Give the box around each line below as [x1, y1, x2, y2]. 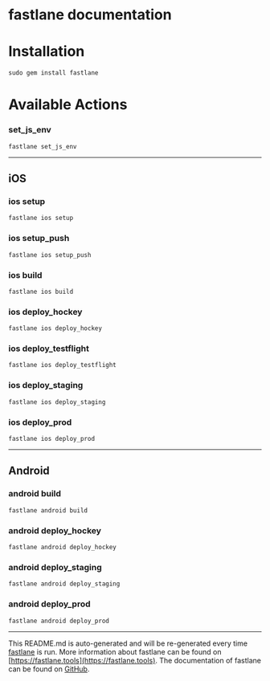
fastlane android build [8, 506, 88, 515]
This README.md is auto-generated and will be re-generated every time [8, 638, 247, 648]
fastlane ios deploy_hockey [8, 324, 103, 332]
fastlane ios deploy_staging [8, 398, 106, 406]
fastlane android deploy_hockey [8, 544, 117, 552]
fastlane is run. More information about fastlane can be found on [8, 646, 222, 656]
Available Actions [8, 96, 128, 114]
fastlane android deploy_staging [8, 580, 121, 588]
